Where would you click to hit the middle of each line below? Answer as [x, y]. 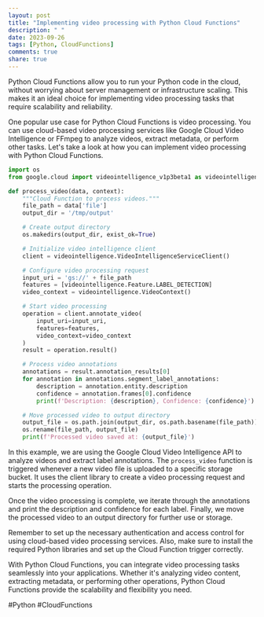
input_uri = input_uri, [72, 321]
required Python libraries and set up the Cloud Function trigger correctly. [126, 549]
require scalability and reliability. [60, 106]
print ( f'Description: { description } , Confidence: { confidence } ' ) [146, 401]
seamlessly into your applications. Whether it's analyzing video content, [125, 573]
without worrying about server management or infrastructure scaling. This [128, 90]
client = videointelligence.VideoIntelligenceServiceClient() [126, 256]
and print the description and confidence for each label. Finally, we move [126, 509]
